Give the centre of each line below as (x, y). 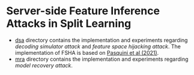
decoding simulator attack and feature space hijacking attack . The (98, 46)
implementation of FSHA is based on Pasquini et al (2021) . (87, 52)
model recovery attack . (44, 65)
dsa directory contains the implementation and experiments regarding (101, 40)
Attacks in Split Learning (69, 24)
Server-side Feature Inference (83, 11)
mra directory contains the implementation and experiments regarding (102, 59)
